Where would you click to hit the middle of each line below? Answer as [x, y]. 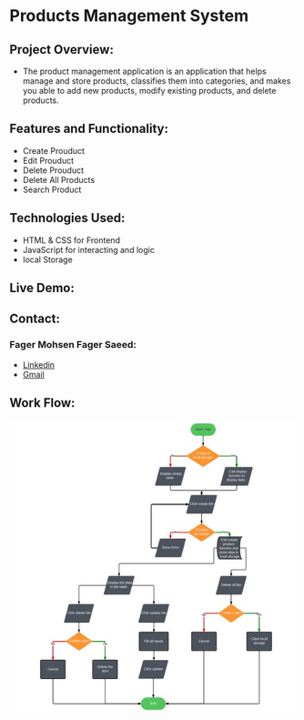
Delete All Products [59, 179]
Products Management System [129, 16]
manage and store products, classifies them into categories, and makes [157, 81]
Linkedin [39, 364]
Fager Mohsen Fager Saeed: [73, 345]
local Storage [47, 259]
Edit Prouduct [48, 160]
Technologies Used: [67, 218]
